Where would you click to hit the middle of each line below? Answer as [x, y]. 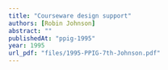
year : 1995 [27, 46]
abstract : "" [30, 31]
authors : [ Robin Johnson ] [52, 23]
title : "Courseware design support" [70, 16]
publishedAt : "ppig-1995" [52, 38]
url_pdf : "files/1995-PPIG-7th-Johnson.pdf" [84, 53]
